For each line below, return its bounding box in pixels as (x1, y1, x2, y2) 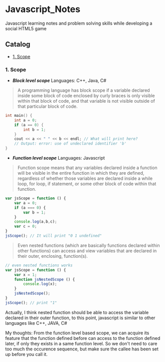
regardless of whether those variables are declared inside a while (17, 175, 153, 182)
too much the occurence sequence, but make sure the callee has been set (5, 346, 159, 352)
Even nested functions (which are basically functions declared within (17, 242, 160, 248)
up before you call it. (5, 351, 48, 357)
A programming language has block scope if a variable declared (17, 87, 150, 94)
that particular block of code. (17, 103, 78, 109)
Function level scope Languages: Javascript (12, 155, 105, 161)
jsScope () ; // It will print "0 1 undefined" (5, 233, 102, 239)
